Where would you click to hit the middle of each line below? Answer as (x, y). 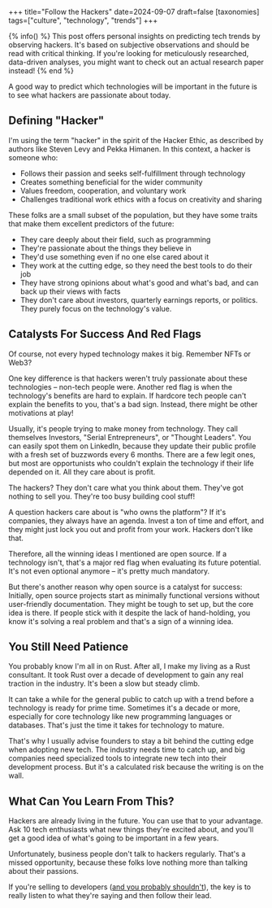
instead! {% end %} (41, 71)
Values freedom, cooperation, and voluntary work (103, 190)
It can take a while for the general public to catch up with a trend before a (131, 700)
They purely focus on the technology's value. (96, 308)
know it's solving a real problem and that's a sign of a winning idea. (121, 621)
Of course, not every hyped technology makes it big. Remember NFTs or (130, 354)
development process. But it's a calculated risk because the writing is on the (136, 767)
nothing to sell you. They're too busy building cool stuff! (102, 496)
